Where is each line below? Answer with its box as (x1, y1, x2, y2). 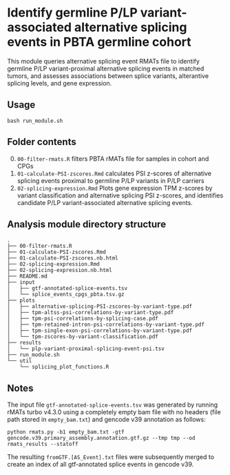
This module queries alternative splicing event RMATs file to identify (7, 57, 200, 65)
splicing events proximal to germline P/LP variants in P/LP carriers (17, 176, 205, 184)
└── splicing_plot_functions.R (19, 364, 109, 371)
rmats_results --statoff (7, 440, 79, 448)
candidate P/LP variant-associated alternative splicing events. (17, 198, 193, 206)
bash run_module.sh (7, 117, 63, 124)
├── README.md (7, 273, 48, 280)
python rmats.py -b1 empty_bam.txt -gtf (7, 429, 125, 436)
